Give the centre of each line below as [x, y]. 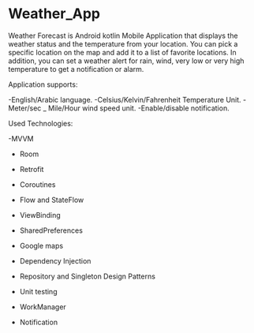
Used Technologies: [41, 123]
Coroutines [37, 184]
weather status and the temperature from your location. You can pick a [123, 43]
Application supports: [43, 84]
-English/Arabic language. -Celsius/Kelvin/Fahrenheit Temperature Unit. [125, 99]
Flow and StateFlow [52, 200]
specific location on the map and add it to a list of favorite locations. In [122, 52]
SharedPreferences [51, 230]
